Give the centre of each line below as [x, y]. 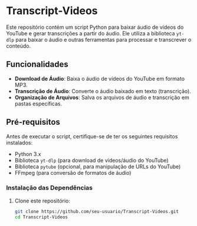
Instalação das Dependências [50, 188]
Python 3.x [28, 154]
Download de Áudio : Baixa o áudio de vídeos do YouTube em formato [99, 78]
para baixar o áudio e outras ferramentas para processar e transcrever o [104, 39]
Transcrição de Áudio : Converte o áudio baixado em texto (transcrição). [103, 91]
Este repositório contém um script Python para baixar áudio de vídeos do [95, 27]
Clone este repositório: [42, 201]
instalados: [19, 142]
